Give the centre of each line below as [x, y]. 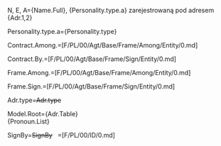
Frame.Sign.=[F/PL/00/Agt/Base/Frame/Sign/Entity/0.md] [91, 86]
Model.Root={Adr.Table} [43, 114]
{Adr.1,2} [20, 18]
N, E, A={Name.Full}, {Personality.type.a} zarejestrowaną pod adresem [111, 10]
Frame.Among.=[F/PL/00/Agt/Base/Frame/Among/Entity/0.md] [99, 73]
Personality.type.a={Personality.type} [62, 32]
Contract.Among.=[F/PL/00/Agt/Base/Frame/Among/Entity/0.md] [103, 45]
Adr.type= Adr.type [34, 100]
